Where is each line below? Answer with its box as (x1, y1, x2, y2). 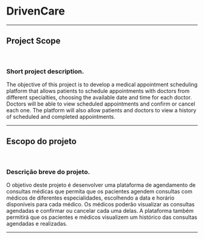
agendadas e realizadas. (6, 220, 68, 227)
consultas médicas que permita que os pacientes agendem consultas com (6, 188, 192, 195)
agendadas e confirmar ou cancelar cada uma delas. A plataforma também (6, 207, 194, 215)
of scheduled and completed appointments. (6, 113, 115, 121)
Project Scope (6, 36, 61, 46)
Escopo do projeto (6, 136, 77, 147)
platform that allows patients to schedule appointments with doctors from (6, 87, 190, 95)
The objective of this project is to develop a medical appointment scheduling (6, 81, 198, 89)
